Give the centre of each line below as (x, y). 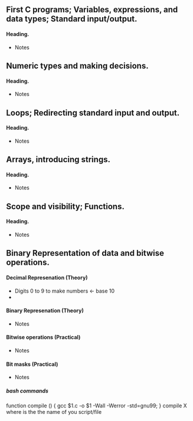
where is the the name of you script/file (54, 412)
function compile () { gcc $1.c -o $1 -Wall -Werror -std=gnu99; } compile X (97, 406)
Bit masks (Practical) (32, 364)
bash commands (27, 391)
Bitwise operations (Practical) (43, 338)
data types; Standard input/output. (72, 19)
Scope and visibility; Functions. (66, 206)
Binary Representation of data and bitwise (85, 253)
